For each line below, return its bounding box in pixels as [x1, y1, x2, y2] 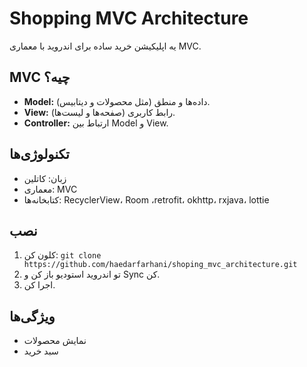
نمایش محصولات [23, 335, 87, 347]
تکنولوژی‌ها [9, 146, 70, 163]
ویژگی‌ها [9, 308, 56, 325]
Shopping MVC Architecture [9, 7, 249, 30]
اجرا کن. [23, 279, 56, 291]
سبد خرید [23, 345, 59, 357]
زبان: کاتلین [23, 172, 67, 184]
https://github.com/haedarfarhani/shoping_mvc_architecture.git [23, 260, 298, 270]
